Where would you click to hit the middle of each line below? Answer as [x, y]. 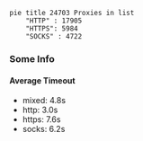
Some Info [32, 58]
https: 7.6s [41, 119]
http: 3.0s [40, 110]
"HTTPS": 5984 [52, 29]
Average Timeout [42, 80]
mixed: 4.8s [44, 101]
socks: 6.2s [44, 129]
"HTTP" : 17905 [54, 21]
